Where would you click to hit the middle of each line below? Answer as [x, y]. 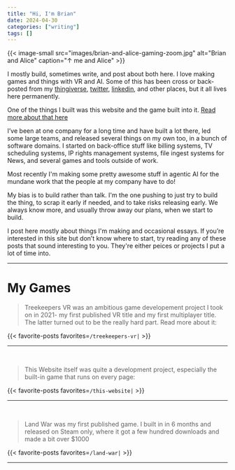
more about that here [38, 117]
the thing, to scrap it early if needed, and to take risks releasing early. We [113, 203]
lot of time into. [29, 253]
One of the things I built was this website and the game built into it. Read [112, 110]
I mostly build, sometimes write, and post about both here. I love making [111, 74]
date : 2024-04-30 [33, 20]
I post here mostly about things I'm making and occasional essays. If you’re [116, 231]
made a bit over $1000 [57, 439]
